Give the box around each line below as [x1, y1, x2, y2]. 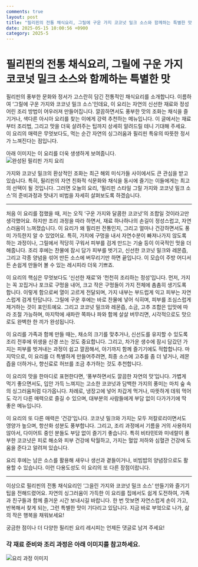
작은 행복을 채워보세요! [12, 512, 65, 519]
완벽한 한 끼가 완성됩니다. [16, 318, 75, 325]
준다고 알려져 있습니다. [16, 444, 70, 451]
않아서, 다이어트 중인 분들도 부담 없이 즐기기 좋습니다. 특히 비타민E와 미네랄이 [6, 430, 184, 437]
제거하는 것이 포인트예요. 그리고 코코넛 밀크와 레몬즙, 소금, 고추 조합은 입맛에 [6, 304, 182, 311]
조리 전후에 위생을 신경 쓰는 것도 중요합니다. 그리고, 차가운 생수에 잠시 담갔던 [6, 338, 182, 345]
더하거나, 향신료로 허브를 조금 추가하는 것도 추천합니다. [16, 360, 143, 367]
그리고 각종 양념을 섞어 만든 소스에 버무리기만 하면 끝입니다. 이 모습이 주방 [6, 254, 176, 261]
